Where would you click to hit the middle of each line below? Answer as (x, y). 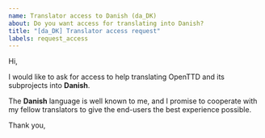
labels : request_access (48, 38)
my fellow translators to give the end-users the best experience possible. (130, 110)
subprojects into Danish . (49, 86)
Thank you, (27, 125)
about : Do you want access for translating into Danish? (106, 23)
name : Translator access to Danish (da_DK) (83, 16)
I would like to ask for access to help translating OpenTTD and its (116, 77)
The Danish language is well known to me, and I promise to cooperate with (133, 101)
